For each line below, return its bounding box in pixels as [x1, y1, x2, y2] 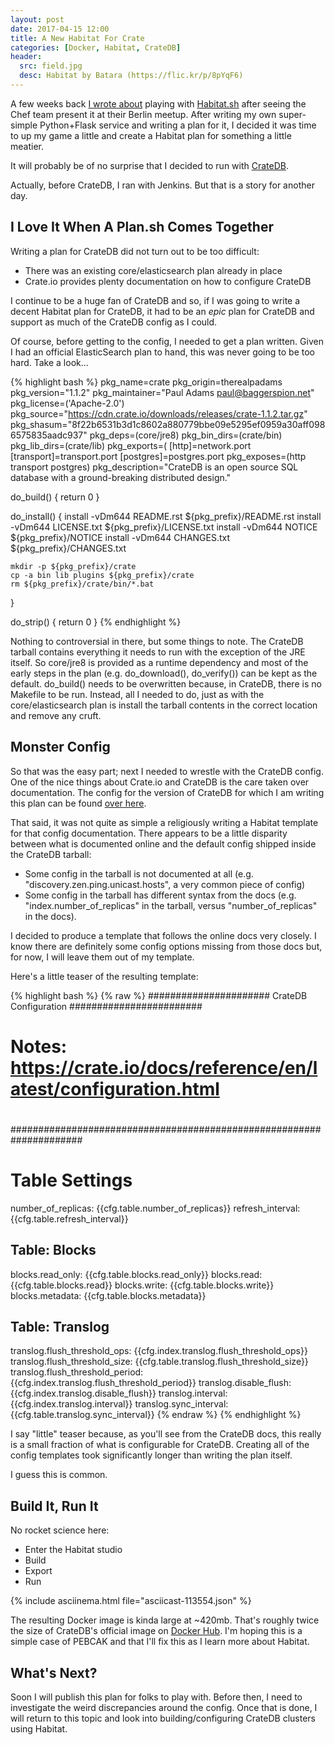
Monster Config [10, 739, 111, 756]
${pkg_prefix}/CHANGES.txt [10, 542, 127, 554]
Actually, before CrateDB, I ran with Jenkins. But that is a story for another [10, 179, 315, 191]
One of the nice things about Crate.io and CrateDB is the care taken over [10, 776, 310, 788]
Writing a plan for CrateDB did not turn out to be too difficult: [10, 245, 260, 257]
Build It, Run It [10, 1497, 99, 1515]
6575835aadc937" [10, 429, 88, 441]
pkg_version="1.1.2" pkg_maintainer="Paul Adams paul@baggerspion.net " [10, 386, 315, 398]
